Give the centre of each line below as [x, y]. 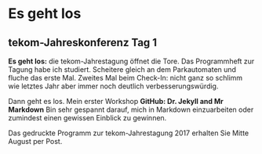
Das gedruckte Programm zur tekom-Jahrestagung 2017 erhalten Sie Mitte [129, 133]
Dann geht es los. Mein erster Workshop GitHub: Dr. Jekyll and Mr [116, 101]
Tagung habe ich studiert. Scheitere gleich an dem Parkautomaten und [122, 70]
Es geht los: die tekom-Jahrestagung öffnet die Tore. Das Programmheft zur [131, 61]
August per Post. [35, 141]
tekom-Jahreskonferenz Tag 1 [83, 43]
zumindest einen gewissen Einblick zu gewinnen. [87, 118]
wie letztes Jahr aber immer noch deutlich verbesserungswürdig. [113, 86]
